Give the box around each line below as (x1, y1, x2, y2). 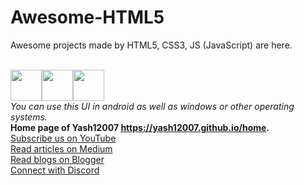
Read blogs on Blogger (10, 153, 105, 165)
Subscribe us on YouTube (10, 132, 117, 144)
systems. (10, 111, 48, 123)
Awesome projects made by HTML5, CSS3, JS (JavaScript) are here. (10, 39, 293, 51)
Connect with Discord (10, 164, 100, 176)
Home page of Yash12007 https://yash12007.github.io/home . (10, 121, 270, 133)
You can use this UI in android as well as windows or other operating (10, 100, 295, 112)
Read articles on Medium (10, 142, 113, 155)
